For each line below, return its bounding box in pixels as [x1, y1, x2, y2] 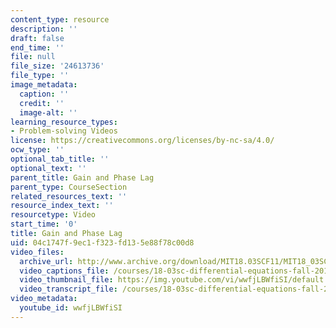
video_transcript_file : [19, 284, 118, 295]
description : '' [10, 24, 78, 34]
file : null [10, 52, 56, 62]
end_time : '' [10, 42, 65, 53]
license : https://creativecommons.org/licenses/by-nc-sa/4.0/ [10, 136, 275, 146]
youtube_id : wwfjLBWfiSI [19, 303, 123, 313]
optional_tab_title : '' [10, 154, 110, 164]
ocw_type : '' [10, 145, 65, 155]
